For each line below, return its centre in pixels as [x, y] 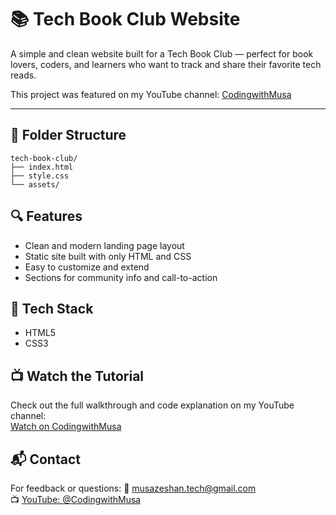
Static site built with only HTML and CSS [108, 256]
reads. [23, 75]
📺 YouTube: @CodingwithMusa [76, 499]
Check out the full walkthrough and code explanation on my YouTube [152, 405]
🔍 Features [46, 216]
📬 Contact [45, 459]
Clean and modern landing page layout [104, 245]
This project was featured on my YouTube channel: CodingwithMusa [151, 94]
